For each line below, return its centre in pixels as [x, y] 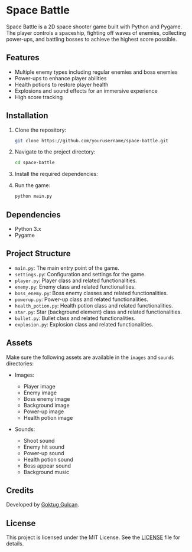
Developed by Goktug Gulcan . [43, 505]
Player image [39, 386]
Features [23, 58]
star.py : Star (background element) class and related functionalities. [98, 312]
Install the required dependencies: [56, 174]
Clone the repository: [40, 130]
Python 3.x [28, 229]
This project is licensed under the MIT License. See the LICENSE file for [93, 537]
